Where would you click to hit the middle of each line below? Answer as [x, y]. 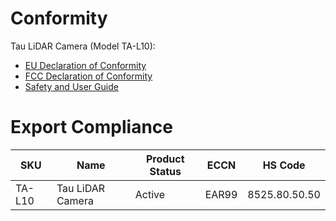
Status [165, 171]
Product [165, 159]
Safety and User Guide [71, 86]
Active [150, 194]
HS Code [284, 165]
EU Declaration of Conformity [85, 65]
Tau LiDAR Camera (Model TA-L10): [83, 46]
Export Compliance [92, 127]
